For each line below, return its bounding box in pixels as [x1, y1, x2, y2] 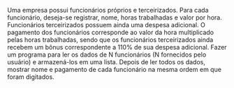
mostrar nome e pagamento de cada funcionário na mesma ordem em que [7, 66, 222, 73]
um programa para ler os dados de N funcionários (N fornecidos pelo [7, 50, 207, 59]
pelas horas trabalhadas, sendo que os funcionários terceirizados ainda [7, 36, 214, 44]
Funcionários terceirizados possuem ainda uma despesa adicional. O [7, 21, 206, 29]
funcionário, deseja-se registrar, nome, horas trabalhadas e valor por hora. [7, 13, 222, 22]
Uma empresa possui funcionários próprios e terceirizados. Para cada [7, 6, 209, 14]
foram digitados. [7, 73, 54, 81]
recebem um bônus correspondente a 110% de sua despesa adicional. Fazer [7, 43, 227, 51]
